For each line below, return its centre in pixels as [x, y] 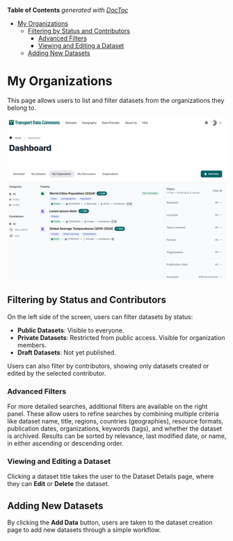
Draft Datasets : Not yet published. [66, 352]
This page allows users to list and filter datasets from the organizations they [116, 100]
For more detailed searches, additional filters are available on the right [107, 407]
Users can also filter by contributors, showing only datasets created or [108, 366]
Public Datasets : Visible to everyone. [71, 330]
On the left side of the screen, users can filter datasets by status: [100, 316]
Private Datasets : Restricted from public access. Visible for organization [121, 337]
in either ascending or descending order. [65, 444]
